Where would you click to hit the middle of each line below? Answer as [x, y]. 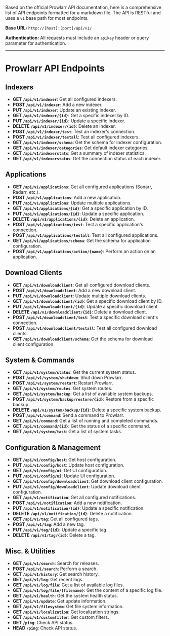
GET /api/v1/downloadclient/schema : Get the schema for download [83, 339]
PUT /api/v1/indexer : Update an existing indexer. [64, 110]
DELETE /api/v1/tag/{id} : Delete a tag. [54, 535]
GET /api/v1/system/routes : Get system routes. [62, 388]
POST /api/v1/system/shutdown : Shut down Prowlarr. [68, 378]
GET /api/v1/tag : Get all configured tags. [56, 519]
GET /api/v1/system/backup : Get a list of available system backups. [83, 394]
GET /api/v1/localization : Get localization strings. [66, 612]
